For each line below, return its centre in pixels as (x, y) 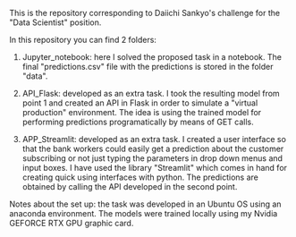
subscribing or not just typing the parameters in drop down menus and (152, 158)
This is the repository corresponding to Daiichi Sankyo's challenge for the (144, 13)
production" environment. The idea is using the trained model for (142, 112)
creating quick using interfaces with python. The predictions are (140, 177)
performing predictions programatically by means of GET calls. (138, 122)
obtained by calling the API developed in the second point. (130, 186)
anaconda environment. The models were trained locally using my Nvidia (144, 213)
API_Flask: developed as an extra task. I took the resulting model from (151, 93)
